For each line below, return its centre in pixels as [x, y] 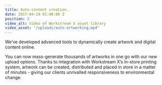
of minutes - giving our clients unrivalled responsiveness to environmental [80, 72]
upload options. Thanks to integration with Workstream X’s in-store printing [81, 62]
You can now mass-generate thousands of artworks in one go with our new [81, 57]
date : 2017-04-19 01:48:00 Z [35, 14]
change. [13, 78]
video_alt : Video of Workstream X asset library [56, 23]
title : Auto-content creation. [37, 10]
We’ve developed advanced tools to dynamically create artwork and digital [80, 42]
